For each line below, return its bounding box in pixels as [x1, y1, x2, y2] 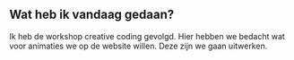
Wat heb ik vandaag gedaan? [9, 7, 175, 22]
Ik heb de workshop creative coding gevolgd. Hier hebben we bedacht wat [9, 30, 285, 41]
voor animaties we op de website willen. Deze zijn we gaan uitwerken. [9, 40, 268, 51]
